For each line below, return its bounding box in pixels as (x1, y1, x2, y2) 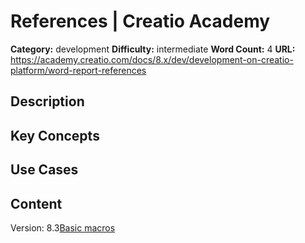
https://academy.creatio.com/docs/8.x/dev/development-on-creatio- (10, 53, 294, 65)
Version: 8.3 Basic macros (10, 221, 116, 234)
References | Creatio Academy (10, 10, 271, 33)
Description (10, 93, 85, 110)
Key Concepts (10, 127, 100, 144)
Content (10, 195, 63, 212)
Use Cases (10, 161, 79, 179)
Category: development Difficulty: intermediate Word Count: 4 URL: (10, 43, 296, 55)
